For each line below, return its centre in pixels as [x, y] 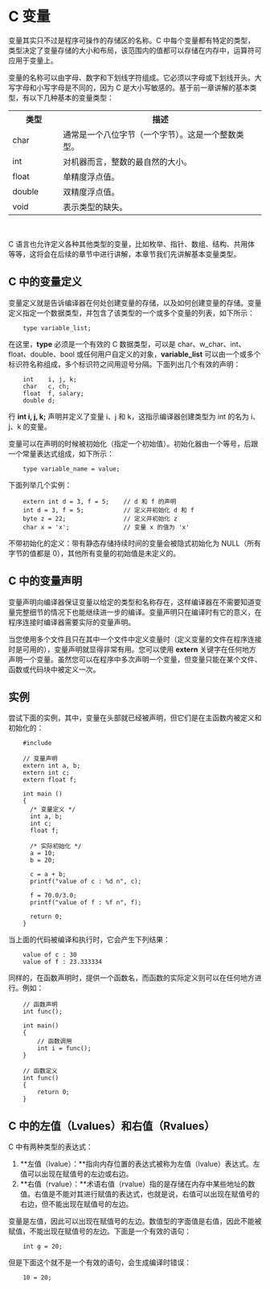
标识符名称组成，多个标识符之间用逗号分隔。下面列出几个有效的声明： [125, 364]
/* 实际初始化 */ [55, 846]
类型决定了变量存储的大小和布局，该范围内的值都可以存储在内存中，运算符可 [135, 50]
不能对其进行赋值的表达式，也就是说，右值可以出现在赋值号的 [157, 1194]
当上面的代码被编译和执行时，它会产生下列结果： [89, 940]
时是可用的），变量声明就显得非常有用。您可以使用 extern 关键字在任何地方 [133, 649]
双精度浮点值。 [91, 191]
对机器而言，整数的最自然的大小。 [127, 162]
